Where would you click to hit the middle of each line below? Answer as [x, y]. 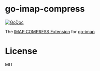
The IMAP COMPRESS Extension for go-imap [50, 31]
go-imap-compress [45, 9]
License [21, 51]
